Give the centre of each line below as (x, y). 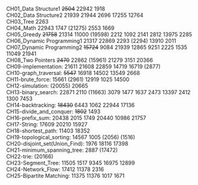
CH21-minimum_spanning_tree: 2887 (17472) (62, 150)
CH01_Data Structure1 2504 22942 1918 (56, 9)
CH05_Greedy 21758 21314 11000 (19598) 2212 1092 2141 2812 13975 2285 (99, 34)
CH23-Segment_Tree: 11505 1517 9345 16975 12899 (71, 163)
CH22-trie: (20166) (30, 156)
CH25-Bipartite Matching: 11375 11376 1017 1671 (65, 176)
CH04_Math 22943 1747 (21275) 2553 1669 (60, 28)
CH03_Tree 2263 (27, 21)
